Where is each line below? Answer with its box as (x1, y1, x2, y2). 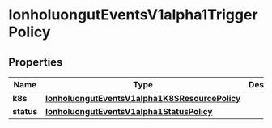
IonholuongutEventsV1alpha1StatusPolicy (45, 106, 213, 117)
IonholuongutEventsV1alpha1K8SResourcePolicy (45, 93, 241, 104)
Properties (8, 55, 63, 69)
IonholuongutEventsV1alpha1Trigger (8, 6, 258, 24)
